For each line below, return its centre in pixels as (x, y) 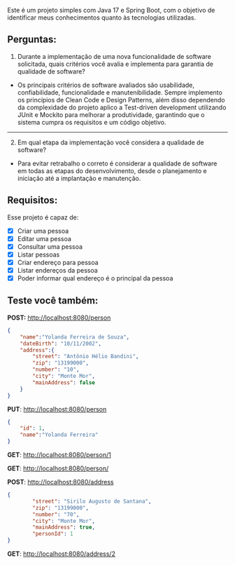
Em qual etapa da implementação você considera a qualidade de (111, 142)
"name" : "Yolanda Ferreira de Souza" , (75, 337)
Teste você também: (53, 301)
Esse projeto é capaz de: (43, 217)
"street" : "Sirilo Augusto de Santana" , (92, 501)
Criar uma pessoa (43, 231)
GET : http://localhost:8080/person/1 (59, 455)
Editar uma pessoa (44, 238)
